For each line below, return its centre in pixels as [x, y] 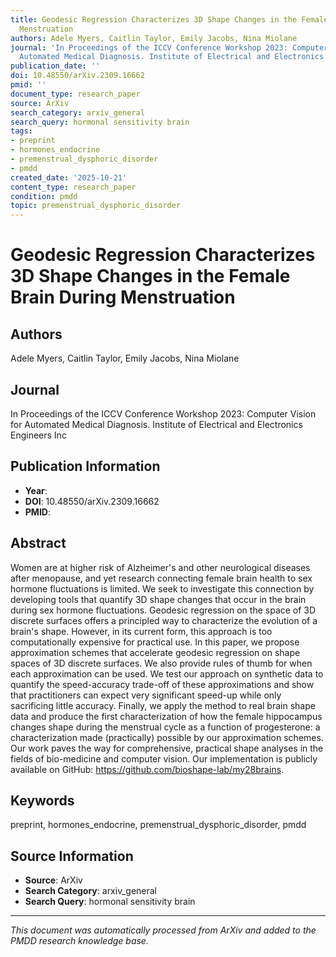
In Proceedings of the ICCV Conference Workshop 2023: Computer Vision [163, 413]
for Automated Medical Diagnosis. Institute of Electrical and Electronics [156, 424]
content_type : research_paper [73, 187]
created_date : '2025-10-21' [69, 177]
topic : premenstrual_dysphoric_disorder [96, 206]
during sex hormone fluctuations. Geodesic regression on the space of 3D [163, 610]
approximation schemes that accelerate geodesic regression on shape [155, 652]
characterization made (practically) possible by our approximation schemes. [167, 737]
